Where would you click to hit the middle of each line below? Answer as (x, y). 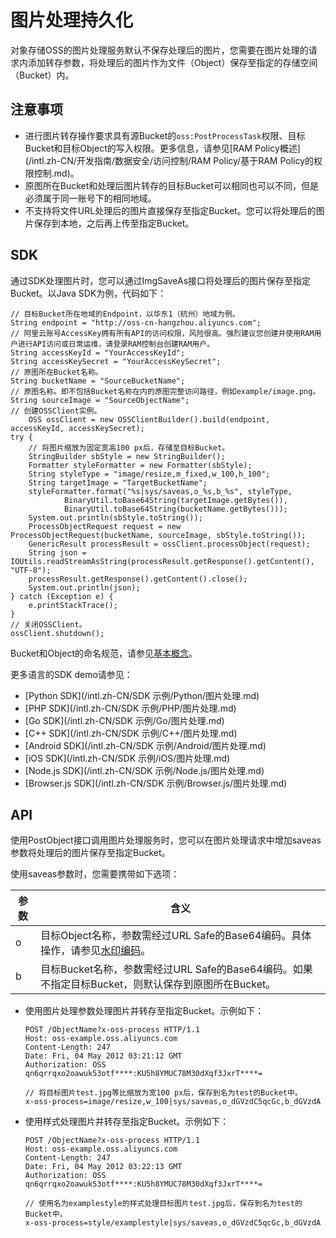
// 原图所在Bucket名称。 (56, 372)
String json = (57, 552)
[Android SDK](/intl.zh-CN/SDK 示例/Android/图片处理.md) (145, 745)
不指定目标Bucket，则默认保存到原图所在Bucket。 (158, 984)
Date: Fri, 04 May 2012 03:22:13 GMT (103, 1167)
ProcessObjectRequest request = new (105, 526)
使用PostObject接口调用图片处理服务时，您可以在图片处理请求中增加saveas (166, 840)
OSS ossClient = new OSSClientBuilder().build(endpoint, (149, 419)
